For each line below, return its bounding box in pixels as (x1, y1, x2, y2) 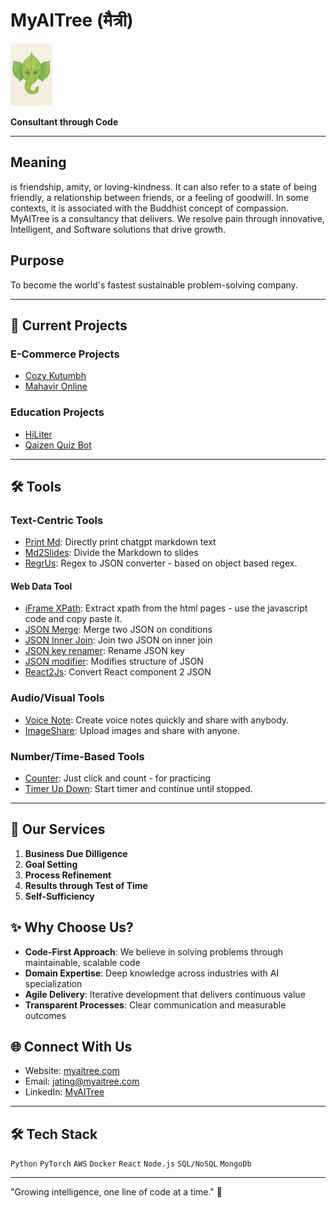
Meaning (10, 154, 67, 171)
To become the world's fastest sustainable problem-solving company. (10, 279, 298, 291)
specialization (24, 977, 83, 989)
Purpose (10, 252, 65, 269)
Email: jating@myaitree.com (24, 1075, 140, 1088)
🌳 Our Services (10, 821, 106, 838)
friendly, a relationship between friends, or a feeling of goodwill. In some (10, 191, 310, 203)
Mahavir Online (24, 380, 88, 393)
